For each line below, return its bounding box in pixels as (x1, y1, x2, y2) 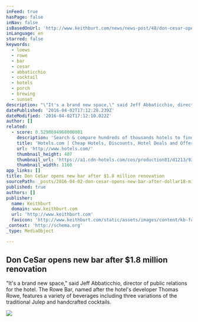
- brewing (11, 91, 35, 97)
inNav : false (6, 19, 38, 25)
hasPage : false (6, 14, 44, 20)
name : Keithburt (11, 201, 51, 206)
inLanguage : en (6, 31, 44, 37)
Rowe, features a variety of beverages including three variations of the (6, 293, 177, 300)
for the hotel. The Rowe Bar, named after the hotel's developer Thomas (6, 286, 179, 293)
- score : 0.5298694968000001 (11, 129, 83, 136)
